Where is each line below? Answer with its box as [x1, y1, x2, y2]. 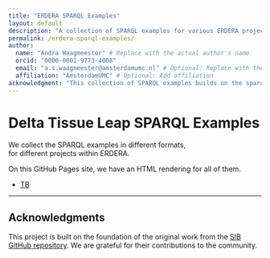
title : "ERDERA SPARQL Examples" [8, 11, 121, 20]
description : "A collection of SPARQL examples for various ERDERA [8, 27, 239, 35]
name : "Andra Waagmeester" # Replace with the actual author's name [15, 49, 250, 57]
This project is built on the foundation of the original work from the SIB [8, 232, 241, 242]
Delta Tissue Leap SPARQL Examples [8, 113, 260, 132]
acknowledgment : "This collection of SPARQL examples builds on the [8, 79, 243, 87]
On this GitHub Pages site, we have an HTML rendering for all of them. [8, 164, 241, 174]
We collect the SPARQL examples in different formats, [8, 140, 186, 149]
